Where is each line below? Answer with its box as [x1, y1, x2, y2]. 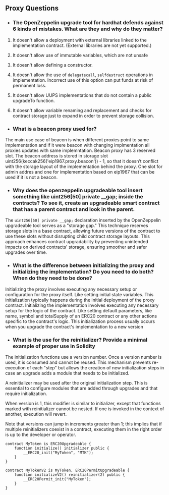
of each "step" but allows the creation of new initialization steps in [27, 364, 164, 370]
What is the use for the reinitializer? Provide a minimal [12, 336, 148, 343]
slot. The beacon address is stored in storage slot [5, 152, 108, 158]
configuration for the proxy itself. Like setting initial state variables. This [5, 291, 154, 297]
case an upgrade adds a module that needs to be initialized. [5, 370, 130, 376]
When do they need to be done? [12, 274, 92, 282]
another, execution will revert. [5, 411, 67, 417]
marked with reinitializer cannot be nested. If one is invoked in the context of [5, 406, 164, 412]
